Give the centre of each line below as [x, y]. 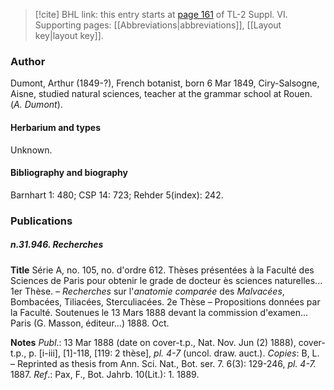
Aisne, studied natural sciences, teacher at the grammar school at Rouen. [161, 94]
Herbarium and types [56, 127]
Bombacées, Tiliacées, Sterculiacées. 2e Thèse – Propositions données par [165, 301]
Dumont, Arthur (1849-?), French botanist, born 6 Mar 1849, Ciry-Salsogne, [165, 83]
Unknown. [31, 150]
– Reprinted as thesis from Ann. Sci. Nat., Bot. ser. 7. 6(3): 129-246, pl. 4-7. [163, 363]
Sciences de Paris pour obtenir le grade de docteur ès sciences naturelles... [166, 280]
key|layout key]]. [69, 35]
